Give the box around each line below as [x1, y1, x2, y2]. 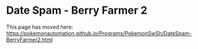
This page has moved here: [6, 23, 73, 30]
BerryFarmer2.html [6, 36, 53, 43]
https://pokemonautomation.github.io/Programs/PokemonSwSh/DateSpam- [6, 29, 192, 36]
